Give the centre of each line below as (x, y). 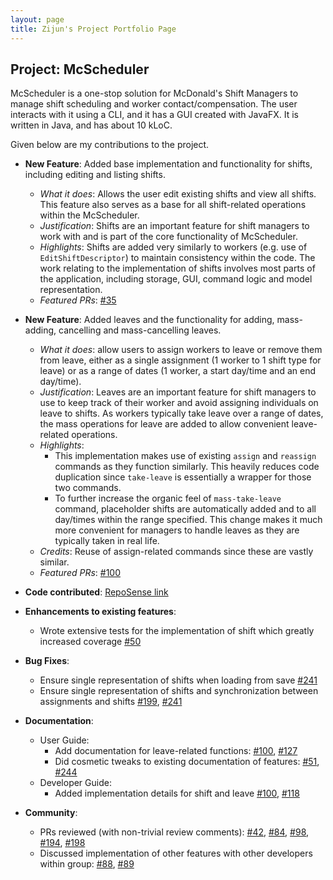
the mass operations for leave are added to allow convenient (164, 424)
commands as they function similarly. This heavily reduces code (187, 467)
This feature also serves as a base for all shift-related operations (173, 205)
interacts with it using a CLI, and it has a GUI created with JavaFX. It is (154, 115)
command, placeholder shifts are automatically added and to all (185, 509)
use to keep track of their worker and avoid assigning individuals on (179, 403)
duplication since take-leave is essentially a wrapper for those (183, 477)
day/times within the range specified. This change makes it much (188, 520)
